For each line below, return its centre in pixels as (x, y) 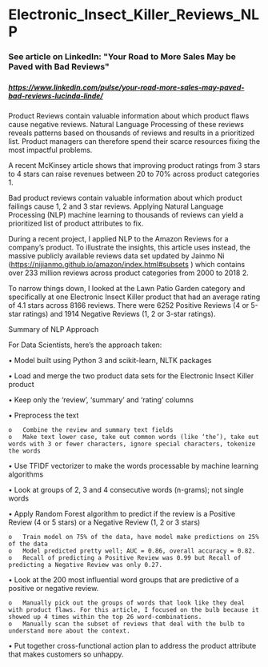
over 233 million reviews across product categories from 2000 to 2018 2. (129, 273)
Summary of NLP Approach (54, 330)
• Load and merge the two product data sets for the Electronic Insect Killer (131, 376)
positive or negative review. (54, 589)
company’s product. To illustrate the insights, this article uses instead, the (129, 248)
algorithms (26, 474)
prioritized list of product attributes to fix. (76, 224)
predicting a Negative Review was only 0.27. (85, 565)
